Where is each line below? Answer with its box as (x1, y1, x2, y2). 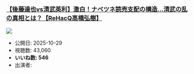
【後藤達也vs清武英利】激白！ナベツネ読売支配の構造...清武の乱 (6, 5, 188, 13)
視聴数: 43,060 (14, 47, 51, 54)
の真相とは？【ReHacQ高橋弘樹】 (6, 14, 102, 22)
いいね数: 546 (14, 54, 49, 61)
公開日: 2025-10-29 (14, 39, 63, 46)
